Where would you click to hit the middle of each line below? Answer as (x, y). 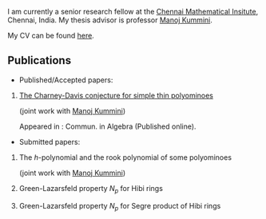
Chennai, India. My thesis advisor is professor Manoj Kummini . (110, 20)
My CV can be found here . (51, 36)
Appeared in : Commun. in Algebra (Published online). (107, 126)
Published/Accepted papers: (66, 80)
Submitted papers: (50, 141)
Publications (40, 60)
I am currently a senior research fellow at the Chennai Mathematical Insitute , (133, 12)
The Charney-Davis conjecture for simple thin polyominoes (116, 95)
